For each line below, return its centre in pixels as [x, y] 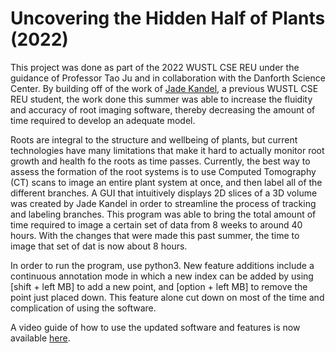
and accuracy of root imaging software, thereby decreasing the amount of [163, 109]
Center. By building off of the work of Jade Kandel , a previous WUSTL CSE [164, 88]
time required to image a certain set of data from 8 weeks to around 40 [156, 224]
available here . [40, 338]
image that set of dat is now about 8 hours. [99, 246]
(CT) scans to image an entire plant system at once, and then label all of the [166, 182]
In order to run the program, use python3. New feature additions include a [162, 265]
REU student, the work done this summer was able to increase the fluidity [161, 99]
